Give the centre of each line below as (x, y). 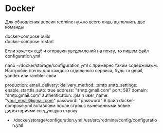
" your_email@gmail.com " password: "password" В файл (62, 100)
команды (15, 27)
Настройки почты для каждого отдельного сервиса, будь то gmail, (74, 70)
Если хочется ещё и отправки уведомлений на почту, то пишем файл (77, 51)
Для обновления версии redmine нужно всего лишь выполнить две (75, 22)
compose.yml (19, 105)
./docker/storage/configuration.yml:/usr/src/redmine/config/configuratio (84, 120)
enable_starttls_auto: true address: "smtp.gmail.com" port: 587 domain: (77, 90)
